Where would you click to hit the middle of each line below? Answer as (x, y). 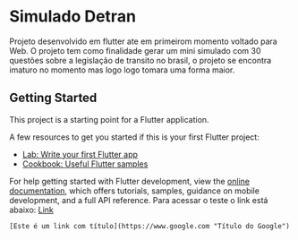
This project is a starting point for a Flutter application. (109, 119)
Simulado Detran (73, 17)
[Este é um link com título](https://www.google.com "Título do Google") (150, 226)
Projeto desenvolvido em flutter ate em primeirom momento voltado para (143, 41)
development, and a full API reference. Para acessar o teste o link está (139, 200)
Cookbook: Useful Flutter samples (85, 164)
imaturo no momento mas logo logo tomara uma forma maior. (122, 70)
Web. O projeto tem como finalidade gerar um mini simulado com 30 (135, 50)
